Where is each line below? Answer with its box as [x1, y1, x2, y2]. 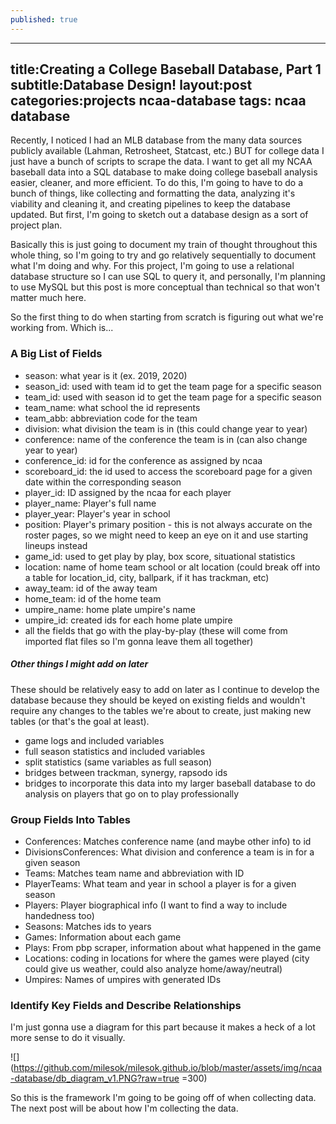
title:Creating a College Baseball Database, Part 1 [10, 61, 322, 78]
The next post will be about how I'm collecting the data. [10, 1102, 239, 1115]
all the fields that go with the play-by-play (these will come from [24, 624, 288, 636]
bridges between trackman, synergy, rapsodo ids [24, 766, 228, 778]
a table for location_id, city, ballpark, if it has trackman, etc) [24, 571, 270, 583]
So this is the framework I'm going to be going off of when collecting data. [10, 1092, 317, 1104]
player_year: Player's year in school [24, 507, 171, 520]
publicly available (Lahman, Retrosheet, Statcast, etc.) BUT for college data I [10, 145, 325, 157]
